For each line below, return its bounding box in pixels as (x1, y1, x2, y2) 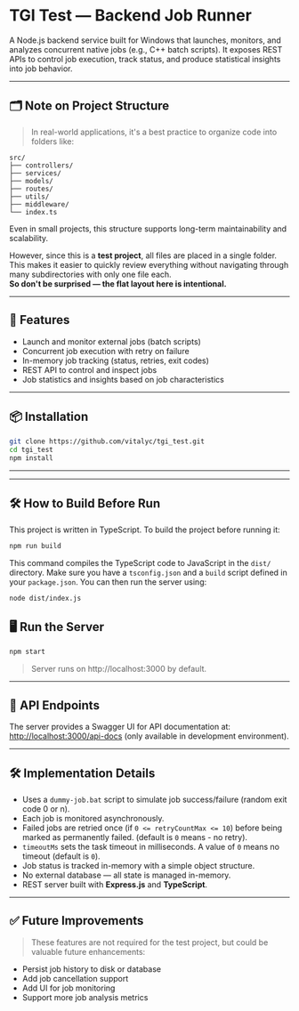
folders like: (30, 135, 75, 147)
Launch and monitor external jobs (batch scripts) (21, 336, 202, 347)
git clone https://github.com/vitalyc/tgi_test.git (9, 437, 205, 446)
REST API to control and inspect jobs (21, 364, 158, 375)
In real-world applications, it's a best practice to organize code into (30, 126, 278, 137)
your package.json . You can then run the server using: (9, 576, 207, 587)
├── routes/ (9, 184, 53, 193)
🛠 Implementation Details (9, 766, 156, 781)
